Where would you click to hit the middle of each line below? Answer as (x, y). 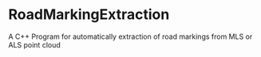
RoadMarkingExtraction (89, 15)
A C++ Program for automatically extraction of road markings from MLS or (130, 36)
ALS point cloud (35, 44)
